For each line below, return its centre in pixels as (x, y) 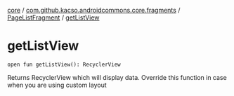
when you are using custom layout (57, 85)
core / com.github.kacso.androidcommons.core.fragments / (94, 10)
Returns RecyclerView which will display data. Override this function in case (117, 77)
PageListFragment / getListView (53, 18)
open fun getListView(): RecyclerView (64, 64)
